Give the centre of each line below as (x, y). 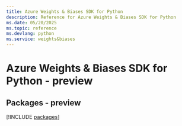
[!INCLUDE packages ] (33, 117)
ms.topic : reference (32, 28)
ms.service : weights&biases (41, 39)
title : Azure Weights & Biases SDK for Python (65, 12)
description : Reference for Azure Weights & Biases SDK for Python (91, 17)
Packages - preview (44, 103)
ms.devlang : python (30, 34)
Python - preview (50, 81)
